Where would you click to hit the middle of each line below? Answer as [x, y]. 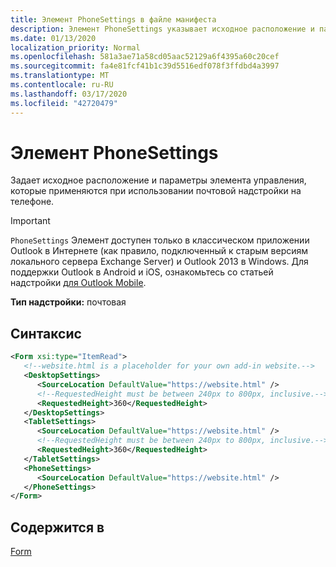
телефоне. [32, 202]
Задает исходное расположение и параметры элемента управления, [158, 180]
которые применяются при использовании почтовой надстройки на [156, 191]
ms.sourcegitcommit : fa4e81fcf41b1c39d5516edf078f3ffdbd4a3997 [145, 66]
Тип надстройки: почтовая [68, 302]
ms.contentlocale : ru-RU [62, 85]
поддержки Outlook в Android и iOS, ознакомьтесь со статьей [142, 272]
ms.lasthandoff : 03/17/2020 [69, 94]
